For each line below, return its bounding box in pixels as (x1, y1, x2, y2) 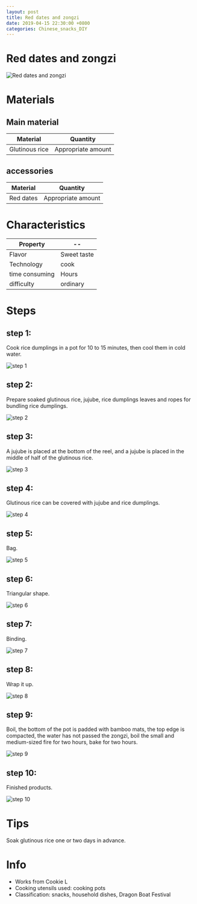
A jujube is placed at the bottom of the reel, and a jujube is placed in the (6, 447, 185, 454)
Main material (6, 117, 59, 127)
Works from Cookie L (14, 878, 68, 885)
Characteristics (6, 218, 86, 232)
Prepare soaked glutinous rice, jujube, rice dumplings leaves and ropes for (6, 396, 191, 403)
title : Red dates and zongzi (6, 15, 80, 21)
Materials (6, 93, 55, 106)
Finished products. (6, 784, 53, 791)
